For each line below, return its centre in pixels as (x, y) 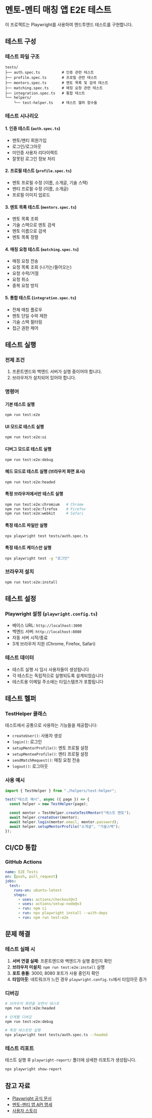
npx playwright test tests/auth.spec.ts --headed (57, 1035)
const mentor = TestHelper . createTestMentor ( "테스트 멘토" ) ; (70, 813)
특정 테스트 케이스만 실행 (28, 547)
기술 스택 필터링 (27, 322)
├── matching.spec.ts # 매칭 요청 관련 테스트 (54, 88)
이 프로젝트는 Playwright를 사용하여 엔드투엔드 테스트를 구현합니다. (69, 24)
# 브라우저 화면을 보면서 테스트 (32, 1003)
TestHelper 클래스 (26, 713)
